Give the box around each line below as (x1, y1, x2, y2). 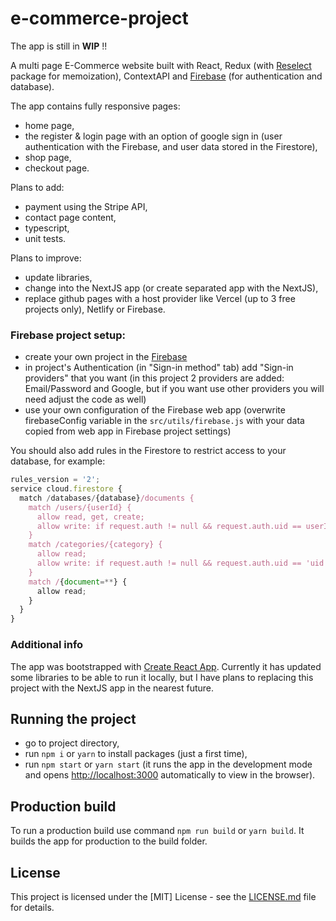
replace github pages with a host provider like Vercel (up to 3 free (24, 292, 296, 304)
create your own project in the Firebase (24, 351, 188, 363)
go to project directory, (24, 737, 120, 749)
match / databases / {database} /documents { (19, 493, 195, 503)
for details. (10, 901, 55, 913)
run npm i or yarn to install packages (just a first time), (24, 748, 248, 760)
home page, (24, 119, 75, 131)
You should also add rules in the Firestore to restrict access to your (10, 445, 287, 457)
